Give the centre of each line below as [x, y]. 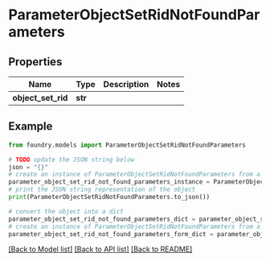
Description [126, 84]
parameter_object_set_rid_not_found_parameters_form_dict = [111, 234]
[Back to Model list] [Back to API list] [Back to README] [100, 249]
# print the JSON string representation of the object [102, 190]
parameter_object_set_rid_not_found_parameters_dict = [102, 219]
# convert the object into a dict [66, 211]
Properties [35, 62]
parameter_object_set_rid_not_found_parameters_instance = [109, 182]
